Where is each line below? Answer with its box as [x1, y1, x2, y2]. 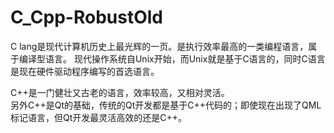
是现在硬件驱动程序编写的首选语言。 [10, 65, 160, 77]
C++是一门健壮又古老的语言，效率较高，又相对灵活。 [10, 86, 230, 98]
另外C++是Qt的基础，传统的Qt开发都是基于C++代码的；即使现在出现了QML [10, 99, 322, 111]
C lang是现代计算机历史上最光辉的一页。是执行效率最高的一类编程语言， [10, 40, 309, 52]
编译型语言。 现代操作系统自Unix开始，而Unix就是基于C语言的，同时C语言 [18, 52, 326, 65]
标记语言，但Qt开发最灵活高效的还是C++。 [10, 111, 188, 123]
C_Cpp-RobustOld [10, 6, 163, 29]
